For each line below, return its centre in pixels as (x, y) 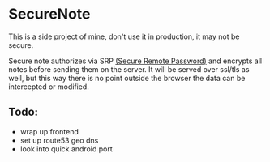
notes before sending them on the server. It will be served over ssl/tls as (129, 69)
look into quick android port (66, 149)
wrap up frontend (49, 131)
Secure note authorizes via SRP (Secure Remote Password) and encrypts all (135, 61)
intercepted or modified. (49, 87)
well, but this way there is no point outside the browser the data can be (127, 78)
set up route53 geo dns (59, 140)
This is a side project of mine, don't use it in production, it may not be (124, 36)
